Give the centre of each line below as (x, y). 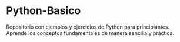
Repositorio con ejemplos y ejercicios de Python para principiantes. (88, 27)
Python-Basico (44, 11)
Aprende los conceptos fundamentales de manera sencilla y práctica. (90, 33)
